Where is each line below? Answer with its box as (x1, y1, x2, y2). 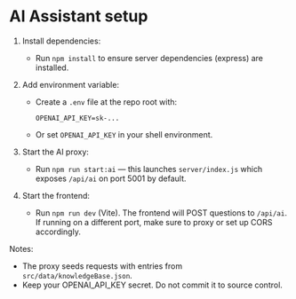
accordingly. (35, 226, 82, 237)
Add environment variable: (21, 79, 120, 90)
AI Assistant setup (9, 6, 148, 27)
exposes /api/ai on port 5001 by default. (35, 173, 187, 184)
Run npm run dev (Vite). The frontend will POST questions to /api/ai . (35, 207, 287, 218)
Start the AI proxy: (21, 146, 89, 157)
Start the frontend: (21, 190, 91, 201)
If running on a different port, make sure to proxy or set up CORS (35, 216, 273, 227)
